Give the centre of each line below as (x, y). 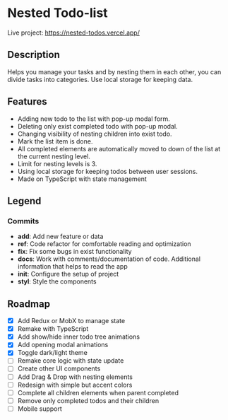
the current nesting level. (54, 156)
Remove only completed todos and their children (88, 400)
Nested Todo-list (58, 13)
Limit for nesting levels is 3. (57, 163)
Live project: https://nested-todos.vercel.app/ (73, 33)
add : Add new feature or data (60, 237)
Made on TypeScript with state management (82, 179)
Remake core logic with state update (71, 361)
